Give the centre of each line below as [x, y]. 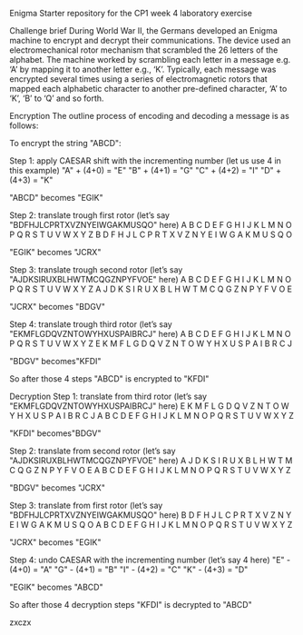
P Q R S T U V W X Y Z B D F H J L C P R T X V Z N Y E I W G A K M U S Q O [151, 234]
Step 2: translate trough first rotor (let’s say [90, 215]
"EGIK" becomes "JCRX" [55, 252]
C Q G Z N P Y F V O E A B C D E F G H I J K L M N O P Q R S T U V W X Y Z [151, 470]
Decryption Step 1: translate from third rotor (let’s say [108, 396]
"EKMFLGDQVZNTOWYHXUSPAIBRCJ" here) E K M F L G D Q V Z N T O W [149, 406]
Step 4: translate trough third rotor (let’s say [91, 324]
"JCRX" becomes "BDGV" [58, 307]
